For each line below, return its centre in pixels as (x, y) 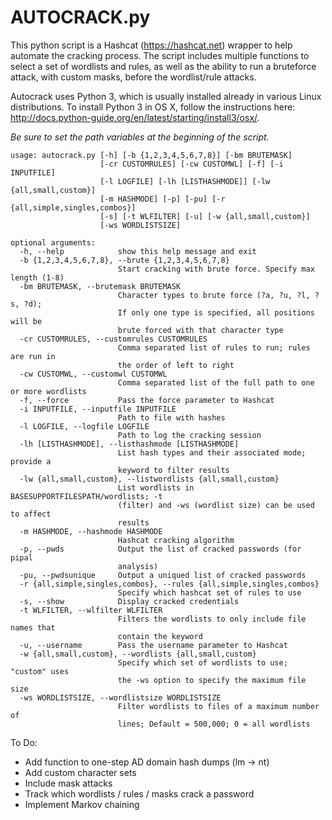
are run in (33, 356)
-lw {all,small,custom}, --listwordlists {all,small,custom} (149, 479)
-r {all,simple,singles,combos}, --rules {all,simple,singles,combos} (169, 584)
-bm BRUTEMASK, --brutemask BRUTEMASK (100, 286)
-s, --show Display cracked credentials (129, 601)
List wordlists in (156, 487)
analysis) (138, 566)
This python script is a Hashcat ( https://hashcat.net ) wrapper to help (151, 45)
